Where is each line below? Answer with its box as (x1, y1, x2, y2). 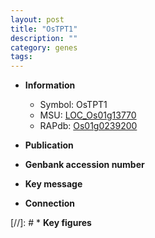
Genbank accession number (24, 159, 145, 171)
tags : (10, 52, 33, 62)
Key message (24, 178, 83, 190)
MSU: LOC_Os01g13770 (39, 109, 137, 121)
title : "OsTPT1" (10, 24, 78, 34)
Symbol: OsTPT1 (39, 99, 108, 111)
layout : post (10, 14, 65, 25)
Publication (24, 139, 74, 151)
